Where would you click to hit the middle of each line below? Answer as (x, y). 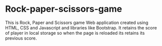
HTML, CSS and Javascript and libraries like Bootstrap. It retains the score (81, 27)
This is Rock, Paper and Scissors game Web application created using (77, 23)
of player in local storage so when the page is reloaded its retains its (75, 33)
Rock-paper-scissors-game (64, 9)
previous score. (21, 38)
